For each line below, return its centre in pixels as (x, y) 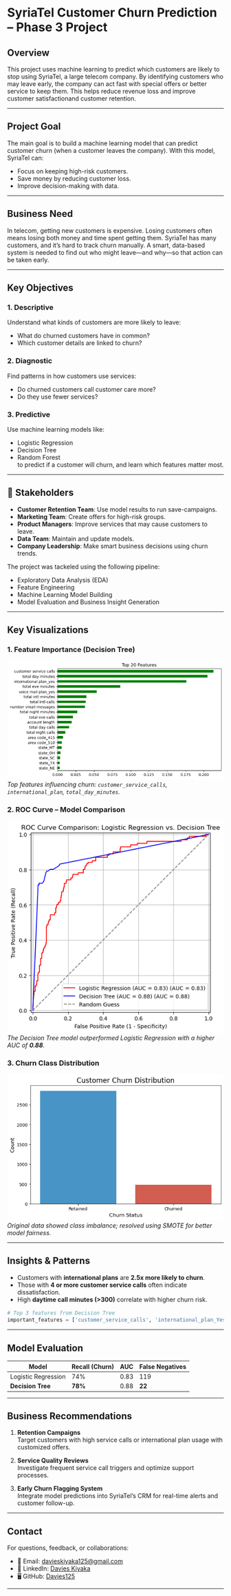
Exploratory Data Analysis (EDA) (63, 580)
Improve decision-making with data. (68, 186)
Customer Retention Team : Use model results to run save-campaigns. (117, 509)
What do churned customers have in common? (83, 336)
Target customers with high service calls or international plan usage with (120, 1440)
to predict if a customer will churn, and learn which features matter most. (120, 464)
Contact (25, 1531)
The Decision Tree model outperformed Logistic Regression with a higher (111, 1038)
